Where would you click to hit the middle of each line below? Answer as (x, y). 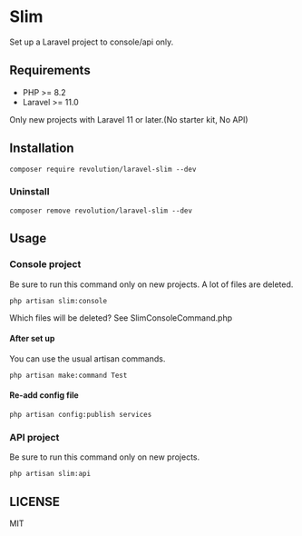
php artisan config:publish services (81, 414)
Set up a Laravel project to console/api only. (92, 42)
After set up (32, 339)
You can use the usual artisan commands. (88, 358)
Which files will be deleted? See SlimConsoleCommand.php (121, 318)
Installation (42, 149)
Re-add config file (44, 395)
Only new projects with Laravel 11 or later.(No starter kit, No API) (129, 119)
